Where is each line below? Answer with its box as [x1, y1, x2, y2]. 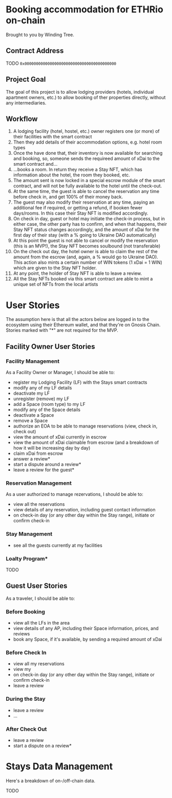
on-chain [6, 14, 46, 26]
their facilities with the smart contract [13, 134, 92, 140]
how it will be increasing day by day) [13, 445, 91, 451]
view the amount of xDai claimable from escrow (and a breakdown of [13, 439, 159, 446]
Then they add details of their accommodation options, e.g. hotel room [13, 139, 163, 145]
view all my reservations [13, 661, 64, 667]
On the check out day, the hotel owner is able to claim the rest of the [13, 249, 158, 255]
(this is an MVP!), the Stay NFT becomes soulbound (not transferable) [13, 243, 161, 249]
